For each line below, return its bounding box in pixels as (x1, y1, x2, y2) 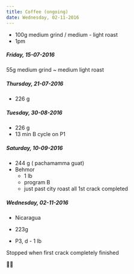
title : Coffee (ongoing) (6, 8, 69, 15)
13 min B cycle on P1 (14, 131, 66, 138)
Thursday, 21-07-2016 (6, 80, 64, 87)
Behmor (14, 166, 35, 173)
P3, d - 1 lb (14, 237, 42, 244)
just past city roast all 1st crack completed (23, 185, 128, 193)
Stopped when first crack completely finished (6, 249, 119, 257)
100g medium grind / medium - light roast (14, 31, 118, 38)
